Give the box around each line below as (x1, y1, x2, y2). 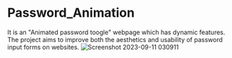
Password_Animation (7, 5, 135, 21)
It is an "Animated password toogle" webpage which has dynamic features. (7, 28, 226, 36)
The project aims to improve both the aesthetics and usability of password (7, 35, 224, 43)
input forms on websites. (7, 43, 80, 51)
